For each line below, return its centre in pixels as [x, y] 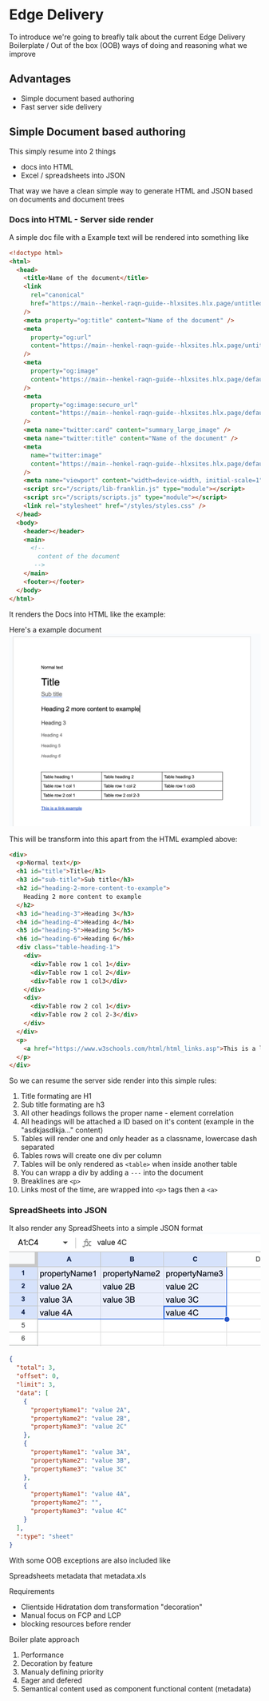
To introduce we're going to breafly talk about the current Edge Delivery [127, 37]
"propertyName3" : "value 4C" [79, 1511]
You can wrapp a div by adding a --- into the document [112, 1172]
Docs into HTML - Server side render [81, 220]
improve [23, 54]
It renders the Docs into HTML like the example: [87, 614]
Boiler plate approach [44, 1639]
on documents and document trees [67, 199]
